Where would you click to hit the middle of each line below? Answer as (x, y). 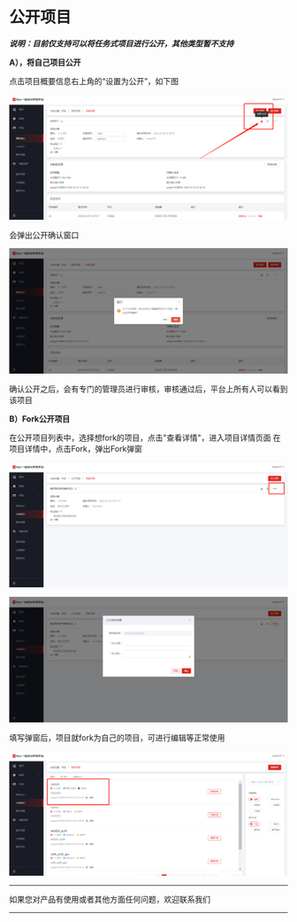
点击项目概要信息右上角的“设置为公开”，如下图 (94, 81)
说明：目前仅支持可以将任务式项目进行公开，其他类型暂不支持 (122, 43)
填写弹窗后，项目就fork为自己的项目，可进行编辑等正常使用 (117, 737)
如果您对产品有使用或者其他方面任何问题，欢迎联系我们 (110, 900)
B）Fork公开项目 (40, 418)
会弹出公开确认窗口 (44, 235)
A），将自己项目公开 (45, 62)
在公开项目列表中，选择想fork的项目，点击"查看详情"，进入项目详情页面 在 (145, 438)
